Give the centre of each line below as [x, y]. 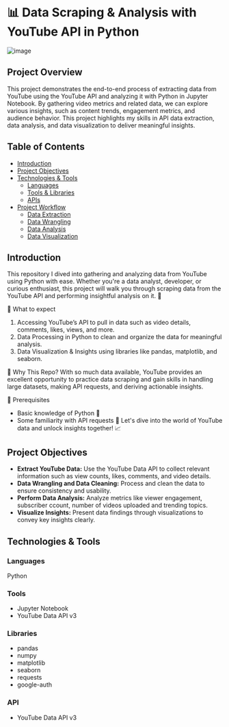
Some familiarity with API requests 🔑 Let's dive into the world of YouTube [120, 421]
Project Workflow [41, 207]
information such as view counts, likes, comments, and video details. [114, 476]
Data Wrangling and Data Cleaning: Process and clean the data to [111, 484]
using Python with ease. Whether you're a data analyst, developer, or [104, 282]
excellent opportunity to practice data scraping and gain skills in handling [110, 380]
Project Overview [45, 72]
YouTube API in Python [73, 32]
